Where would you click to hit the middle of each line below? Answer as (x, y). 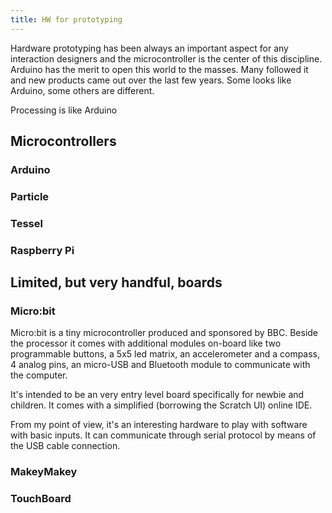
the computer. (39, 375)
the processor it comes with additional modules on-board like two (146, 343)
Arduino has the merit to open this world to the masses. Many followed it (159, 69)
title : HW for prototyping (66, 19)
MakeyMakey (44, 472)
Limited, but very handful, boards (116, 282)
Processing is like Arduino (64, 110)
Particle (30, 196)
